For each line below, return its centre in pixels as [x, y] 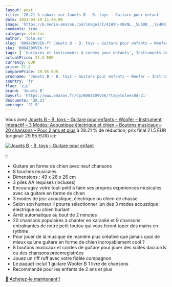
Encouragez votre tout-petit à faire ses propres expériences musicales [87, 188]
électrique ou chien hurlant [41, 209]
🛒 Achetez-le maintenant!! [33, 279]
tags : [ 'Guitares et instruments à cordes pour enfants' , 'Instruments [83, 53]
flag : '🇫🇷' [18, 86]
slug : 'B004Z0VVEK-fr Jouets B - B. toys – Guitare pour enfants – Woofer [87, 43]
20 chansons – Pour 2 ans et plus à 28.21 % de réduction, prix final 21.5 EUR [86, 130]
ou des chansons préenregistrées [48, 253]
